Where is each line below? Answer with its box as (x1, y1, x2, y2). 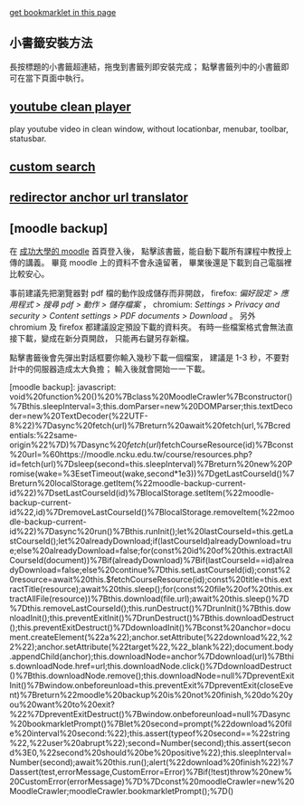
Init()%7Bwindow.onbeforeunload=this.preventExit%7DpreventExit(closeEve (9, 680, 294, 691)
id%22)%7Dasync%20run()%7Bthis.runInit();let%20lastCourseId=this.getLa (9, 526, 294, 537)
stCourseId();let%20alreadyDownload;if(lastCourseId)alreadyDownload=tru (9, 536, 292, 547)
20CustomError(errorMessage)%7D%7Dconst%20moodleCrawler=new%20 (9, 776, 295, 787)
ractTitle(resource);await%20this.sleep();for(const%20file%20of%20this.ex (9, 584, 294, 595)
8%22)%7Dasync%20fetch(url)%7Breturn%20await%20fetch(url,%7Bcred (9, 420, 291, 431)
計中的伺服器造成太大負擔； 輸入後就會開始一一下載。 (9, 364, 210, 375)
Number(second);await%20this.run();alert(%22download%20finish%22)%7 (9, 757, 294, 768)
